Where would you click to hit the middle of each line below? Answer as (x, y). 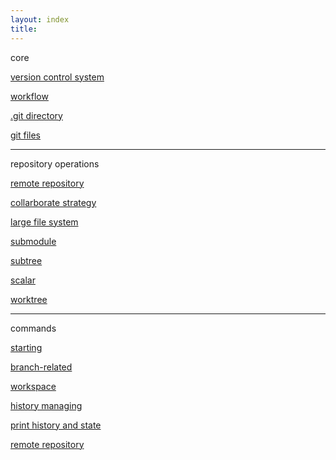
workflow (29, 96)
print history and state (56, 425)
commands (33, 328)
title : (24, 29)
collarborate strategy (53, 202)
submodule (33, 241)
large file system (44, 222)
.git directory (36, 115)
